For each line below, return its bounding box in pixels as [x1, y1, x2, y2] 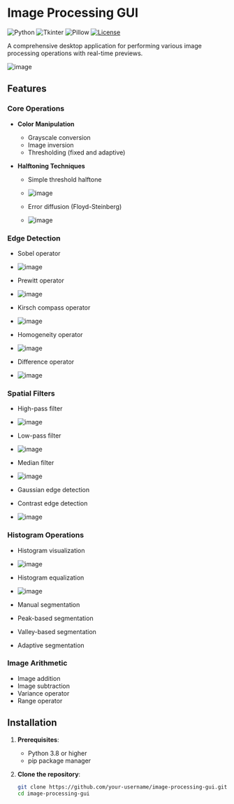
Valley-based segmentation [17, 627, 96, 636]
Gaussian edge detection [17, 486, 90, 494]
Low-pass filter [17, 431, 61, 440]
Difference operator [17, 357, 75, 366]
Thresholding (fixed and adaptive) [27, 148, 126, 157]
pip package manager [27, 756, 92, 765]
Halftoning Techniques [17, 161, 85, 170]
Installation [7, 717, 57, 728]
